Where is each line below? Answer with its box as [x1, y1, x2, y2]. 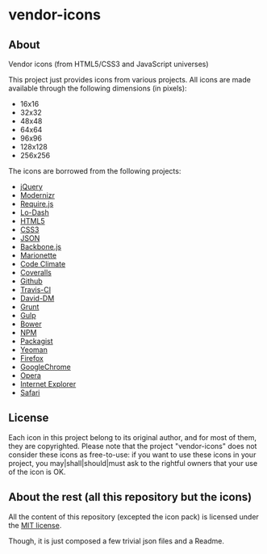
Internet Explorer [19, 380, 77, 388]
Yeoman [19, 345, 48, 355]
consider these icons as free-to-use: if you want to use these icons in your [8, 450, 257, 460]
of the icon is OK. [8, 467, 66, 476]
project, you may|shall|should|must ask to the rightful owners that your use [8, 458, 258, 468]
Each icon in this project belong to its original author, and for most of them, [8, 432, 257, 442]
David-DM [19, 293, 55, 303]
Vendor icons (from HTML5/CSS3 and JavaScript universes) [8, 59, 209, 69]
